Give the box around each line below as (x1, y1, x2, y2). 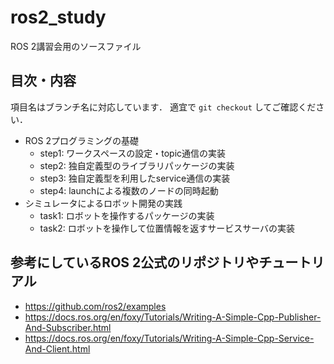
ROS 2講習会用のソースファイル (10, 40, 142, 52)
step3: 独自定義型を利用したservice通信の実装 (39, 172, 231, 184)
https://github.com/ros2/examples (24, 300, 167, 312)
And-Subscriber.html (24, 321, 112, 333)
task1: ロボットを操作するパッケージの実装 (39, 209, 215, 221)
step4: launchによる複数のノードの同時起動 (39, 184, 219, 196)
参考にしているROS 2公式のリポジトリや (10, 254, 260, 271)
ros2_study (10, 6, 107, 29)
